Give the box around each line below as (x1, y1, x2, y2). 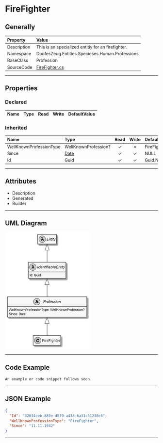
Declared (5, 98, 27, 105)
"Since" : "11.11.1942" (9, 424, 55, 428)
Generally (5, 23, 35, 31)
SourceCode (7, 64, 33, 70)
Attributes (5, 177, 36, 185)
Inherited (5, 124, 27, 131)
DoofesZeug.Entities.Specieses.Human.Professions (36, 51, 139, 56)
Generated (12, 195, 34, 201)
